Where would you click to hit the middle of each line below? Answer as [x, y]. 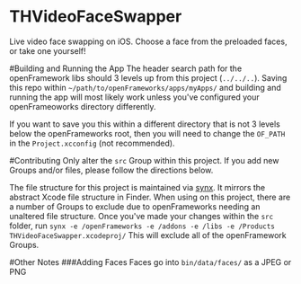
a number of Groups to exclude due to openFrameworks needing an [135, 206]
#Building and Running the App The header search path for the [126, 68]
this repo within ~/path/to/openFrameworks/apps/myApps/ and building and [145, 87]
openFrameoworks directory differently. [83, 106]
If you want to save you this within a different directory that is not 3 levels [145, 124]
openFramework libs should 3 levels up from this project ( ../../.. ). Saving [148, 77]
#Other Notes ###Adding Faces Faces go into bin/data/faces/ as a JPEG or [150, 262]
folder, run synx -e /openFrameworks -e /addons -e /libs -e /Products [142, 226]
